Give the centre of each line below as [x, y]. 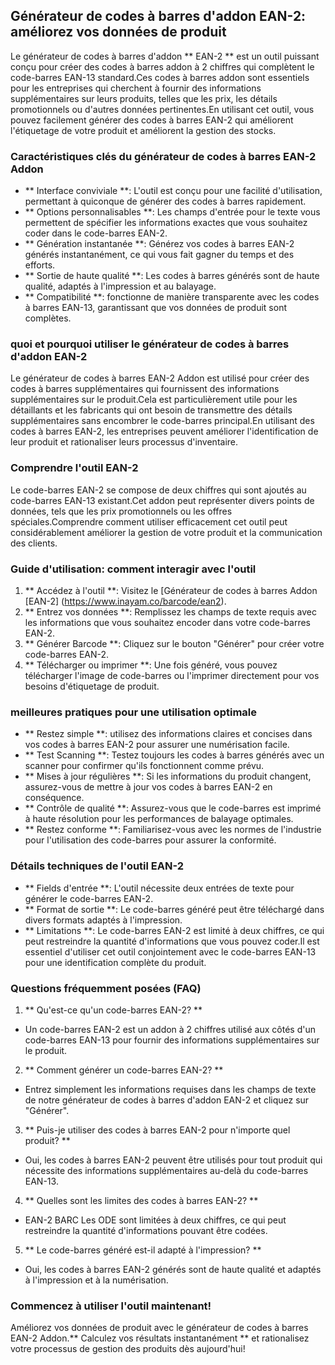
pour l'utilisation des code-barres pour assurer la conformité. [150, 840]
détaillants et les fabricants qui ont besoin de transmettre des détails [151, 410]
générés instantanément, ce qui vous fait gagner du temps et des [159, 255]
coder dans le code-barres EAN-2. [96, 233]
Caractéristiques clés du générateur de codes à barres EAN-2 [163, 156]
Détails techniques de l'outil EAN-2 [97, 866]
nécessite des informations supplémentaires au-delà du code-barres [166, 1170]
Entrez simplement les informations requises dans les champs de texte [170, 1089]
